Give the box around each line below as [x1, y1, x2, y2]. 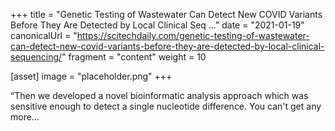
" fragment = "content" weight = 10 [61, 51, 207, 63]
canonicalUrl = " [10, 30, 78, 41]
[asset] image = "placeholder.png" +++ [10, 70, 173, 82]
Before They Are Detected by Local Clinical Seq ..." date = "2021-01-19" [10, 19, 305, 31]
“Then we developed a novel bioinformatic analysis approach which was [10, 90, 309, 101]
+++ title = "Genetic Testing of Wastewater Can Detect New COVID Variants [10, 9, 323, 20]
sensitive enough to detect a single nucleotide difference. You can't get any [10, 100, 322, 112]
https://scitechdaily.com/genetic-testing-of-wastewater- [76, 30, 310, 41]
